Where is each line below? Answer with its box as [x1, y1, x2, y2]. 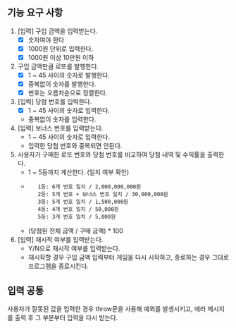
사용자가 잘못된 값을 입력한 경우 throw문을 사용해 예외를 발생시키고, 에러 [7, 305, 206, 313]
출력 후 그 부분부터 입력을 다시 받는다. [14, 313, 118, 322]
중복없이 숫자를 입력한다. [27, 115, 97, 123]
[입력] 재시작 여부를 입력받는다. [17, 236, 104, 244]
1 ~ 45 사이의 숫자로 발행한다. [27, 71, 111, 79]
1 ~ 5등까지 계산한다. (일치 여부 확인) [27, 168, 130, 176]
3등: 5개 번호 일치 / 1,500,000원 [37, 198, 129, 206]
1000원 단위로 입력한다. [27, 44, 94, 53]
